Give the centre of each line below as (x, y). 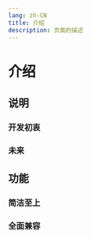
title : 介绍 (26, 23)
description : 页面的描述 (46, 30)
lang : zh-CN (27, 15)
